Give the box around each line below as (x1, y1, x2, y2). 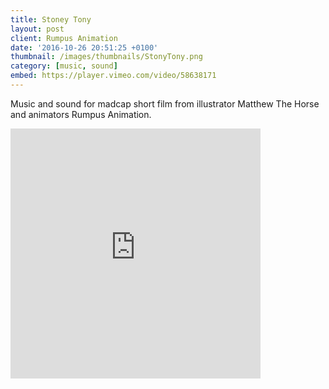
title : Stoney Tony (10, 14, 92, 25)
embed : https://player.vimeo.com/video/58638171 (10, 71, 217, 81)
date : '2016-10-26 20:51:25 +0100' (10, 42, 159, 53)
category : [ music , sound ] (10, 61, 118, 71)
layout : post (10, 24, 65, 34)
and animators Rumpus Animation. (10, 108, 152, 120)
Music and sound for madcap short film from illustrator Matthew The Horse (10, 97, 320, 110)
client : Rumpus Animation (10, 33, 118, 43)
